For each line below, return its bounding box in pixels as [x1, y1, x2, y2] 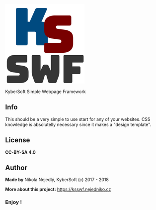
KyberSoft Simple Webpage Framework [5, 89, 86, 95]
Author [5, 164, 27, 172]
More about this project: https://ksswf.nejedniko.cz [5, 186, 111, 193]
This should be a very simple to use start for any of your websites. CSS [5, 116, 151, 122]
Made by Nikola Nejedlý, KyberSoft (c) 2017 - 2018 [5, 177, 109, 183]
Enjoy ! [5, 199, 22, 206]
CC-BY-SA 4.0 [5, 149, 36, 155]
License [5, 136, 30, 144]
